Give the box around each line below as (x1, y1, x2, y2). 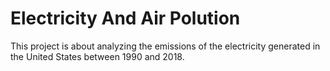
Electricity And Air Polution (10, 7, 241, 30)
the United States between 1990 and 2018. (10, 50, 185, 62)
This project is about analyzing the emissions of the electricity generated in (10, 40, 321, 52)
